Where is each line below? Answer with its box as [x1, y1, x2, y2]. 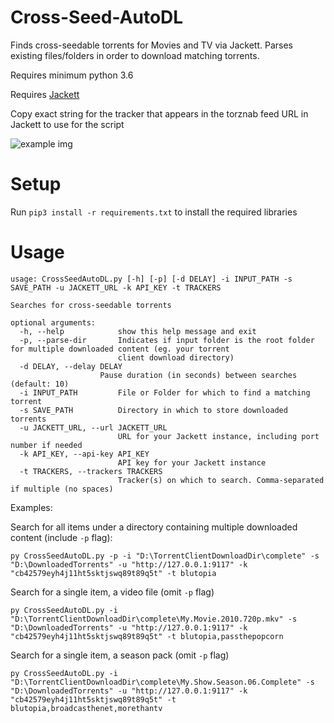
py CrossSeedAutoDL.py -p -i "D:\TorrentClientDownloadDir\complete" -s [10, 551, 320, 561]
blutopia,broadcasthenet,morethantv [10, 703, 163, 713]
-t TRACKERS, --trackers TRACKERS [19, 466, 163, 476]
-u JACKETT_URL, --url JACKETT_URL [19, 422, 168, 433]
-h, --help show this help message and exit [19, 326, 257, 336]
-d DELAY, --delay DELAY [19, 361, 123, 371]
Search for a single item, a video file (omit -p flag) [10, 586, 215, 598]
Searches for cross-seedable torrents [10, 300, 172, 310]
